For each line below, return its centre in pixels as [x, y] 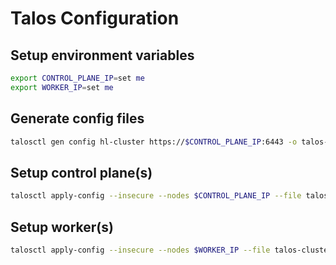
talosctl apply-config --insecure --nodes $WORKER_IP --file [140, 250]
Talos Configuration [95, 18]
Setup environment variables [102, 55]
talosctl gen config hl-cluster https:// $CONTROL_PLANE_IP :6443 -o [154, 142]
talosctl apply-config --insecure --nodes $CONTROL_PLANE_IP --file [156, 196]
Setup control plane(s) [81, 172]
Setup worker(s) [62, 227]
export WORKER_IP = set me [62, 87]
